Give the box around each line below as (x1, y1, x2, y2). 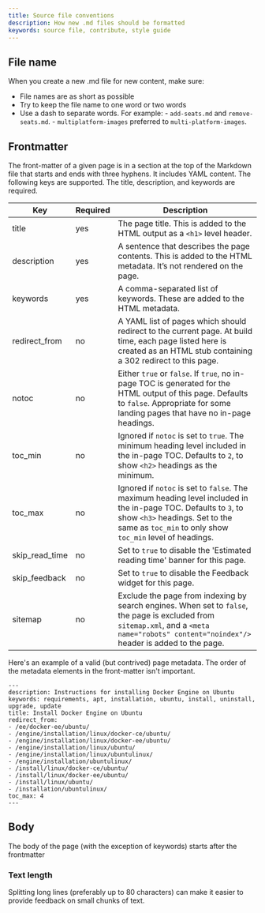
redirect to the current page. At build (118, 325, 252, 336)
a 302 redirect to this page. (118, 355, 219, 366)
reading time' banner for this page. (118, 554, 246, 565)
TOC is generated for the (138, 378, 231, 389)
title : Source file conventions (8, 11, 114, 20)
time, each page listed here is (118, 336, 227, 346)
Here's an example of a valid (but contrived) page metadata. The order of (8, 658, 247, 667)
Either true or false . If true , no (118, 368, 231, 379)
